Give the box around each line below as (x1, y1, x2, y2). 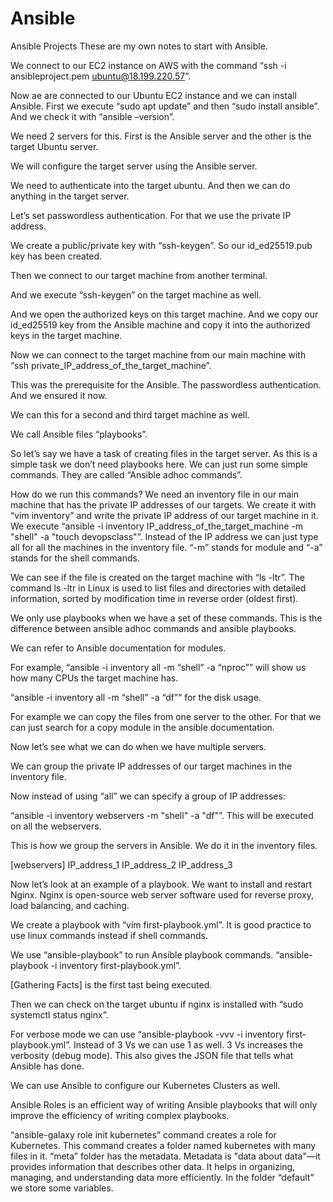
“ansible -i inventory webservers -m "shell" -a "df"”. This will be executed (10, 809, 314, 821)
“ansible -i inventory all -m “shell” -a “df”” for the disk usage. (10, 691, 262, 703)
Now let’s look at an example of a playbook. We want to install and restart (10, 878, 313, 890)
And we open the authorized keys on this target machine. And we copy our (10, 308, 319, 320)
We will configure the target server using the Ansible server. (10, 160, 258, 172)
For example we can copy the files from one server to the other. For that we (10, 710, 322, 722)
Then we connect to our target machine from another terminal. (10, 269, 268, 281)
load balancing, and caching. (10, 899, 130, 911)
